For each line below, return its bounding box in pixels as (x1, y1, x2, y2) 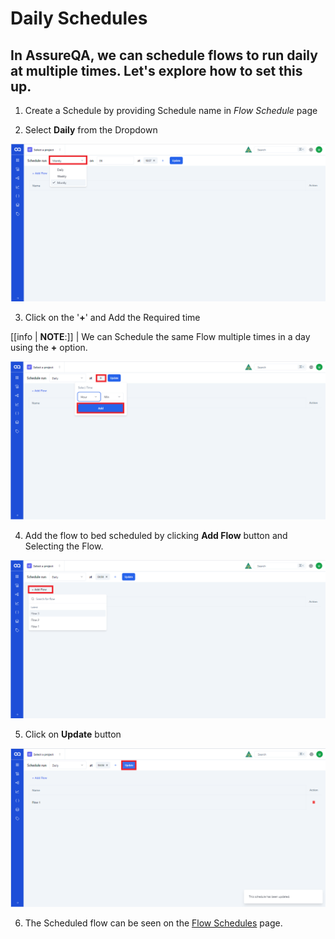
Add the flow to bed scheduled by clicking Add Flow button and (24, 530, 288, 542)
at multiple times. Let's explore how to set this (10, 62, 303, 79)
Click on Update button (24, 728, 122, 740)
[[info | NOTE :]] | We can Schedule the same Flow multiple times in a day (10, 330, 311, 342)
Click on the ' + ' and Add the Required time (24, 311, 201, 323)
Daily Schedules (10, 7, 148, 30)
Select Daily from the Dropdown (24, 124, 158, 136)
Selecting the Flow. (24, 540, 104, 552)
